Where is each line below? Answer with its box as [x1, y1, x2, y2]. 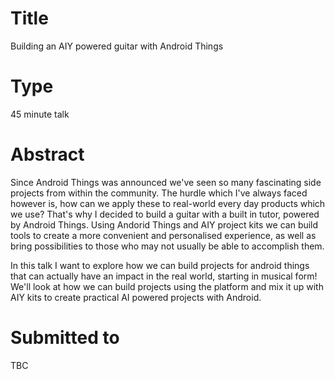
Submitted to [10, 327, 120, 349]
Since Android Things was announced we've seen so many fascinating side [10, 176, 322, 188]
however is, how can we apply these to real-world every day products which [10, 197, 326, 209]
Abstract [10, 143, 85, 166]
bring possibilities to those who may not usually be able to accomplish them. [10, 240, 325, 252]
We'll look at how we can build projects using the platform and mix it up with [10, 280, 324, 292]
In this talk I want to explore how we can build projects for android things [10, 259, 310, 271]
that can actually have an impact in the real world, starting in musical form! [10, 270, 318, 282]
